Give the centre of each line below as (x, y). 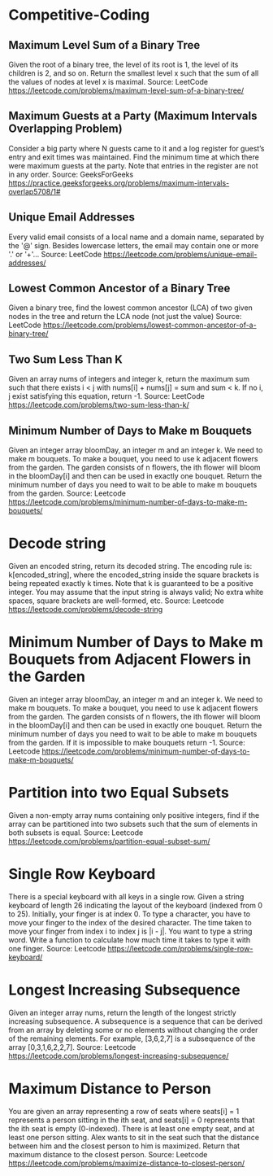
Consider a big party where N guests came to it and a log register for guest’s (136, 148)
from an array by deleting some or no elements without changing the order (133, 1030)
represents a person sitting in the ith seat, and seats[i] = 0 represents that (132, 1120)
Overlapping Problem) (66, 129)
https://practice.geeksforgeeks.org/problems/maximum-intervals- (119, 183)
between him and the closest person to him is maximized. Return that (124, 1146)
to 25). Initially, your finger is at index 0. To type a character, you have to (129, 914)
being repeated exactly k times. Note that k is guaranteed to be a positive (131, 583)
